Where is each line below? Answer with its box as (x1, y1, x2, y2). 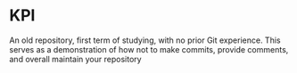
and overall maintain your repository (9, 53, 142, 64)
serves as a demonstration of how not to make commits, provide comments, (9, 44, 289, 54)
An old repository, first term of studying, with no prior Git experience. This (9, 35, 281, 45)
